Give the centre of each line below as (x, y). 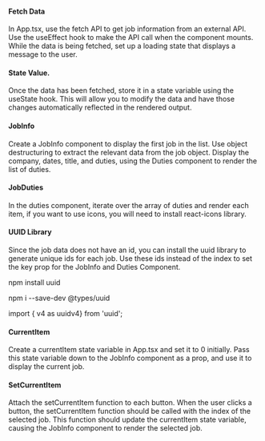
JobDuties (26, 187)
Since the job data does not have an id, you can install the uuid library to (127, 250)
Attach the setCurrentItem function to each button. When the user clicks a (130, 403)
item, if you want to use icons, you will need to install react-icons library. (127, 214)
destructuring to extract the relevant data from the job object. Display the (129, 152)
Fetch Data (27, 11)
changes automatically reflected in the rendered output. (100, 107)
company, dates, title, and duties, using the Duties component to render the (133, 161)
